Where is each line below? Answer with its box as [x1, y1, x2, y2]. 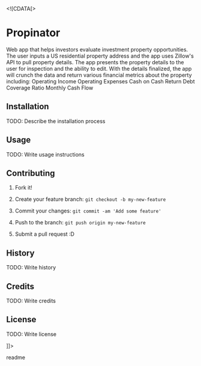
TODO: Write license [6, 330, 57, 338]
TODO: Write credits [6, 297, 56, 304]
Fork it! [14, 184, 33, 191]
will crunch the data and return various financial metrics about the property [6, 71, 192, 79]
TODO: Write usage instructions [6, 151, 85, 158]
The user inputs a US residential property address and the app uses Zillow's [6, 52, 194, 59]
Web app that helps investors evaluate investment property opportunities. [6, 46, 188, 53]
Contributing [6, 168, 55, 178]
